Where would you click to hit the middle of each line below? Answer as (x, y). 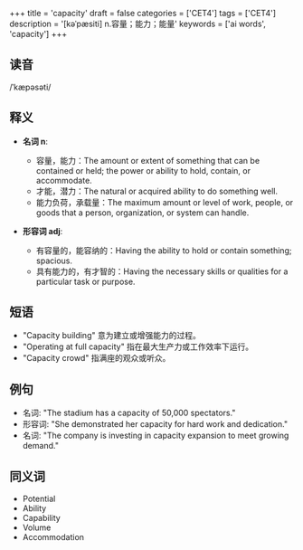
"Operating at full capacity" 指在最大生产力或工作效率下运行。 (138, 346)
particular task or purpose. (85, 281)
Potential (39, 499)
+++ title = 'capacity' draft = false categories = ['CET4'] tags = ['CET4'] (142, 13)
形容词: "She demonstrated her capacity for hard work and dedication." (155, 424)
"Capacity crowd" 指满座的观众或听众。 (96, 358)
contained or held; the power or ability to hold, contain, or (143, 170)
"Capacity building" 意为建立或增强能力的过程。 (111, 336)
